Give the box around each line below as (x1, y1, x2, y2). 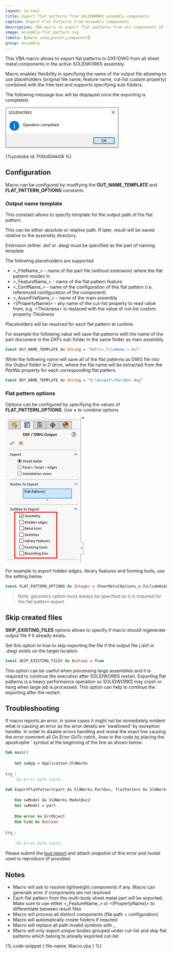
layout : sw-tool (5, 8, 40, 13)
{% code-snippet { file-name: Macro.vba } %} (5, 943, 102, 949)
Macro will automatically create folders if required (12, 917, 118, 923)
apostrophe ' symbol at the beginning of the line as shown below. (5, 739, 143, 746)
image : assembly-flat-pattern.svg (5, 30, 79, 35)
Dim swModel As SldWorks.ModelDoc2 (14, 798, 91, 803)
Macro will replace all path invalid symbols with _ (12, 922, 116, 928)
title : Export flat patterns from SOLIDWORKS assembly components (5, 13, 150, 19)
